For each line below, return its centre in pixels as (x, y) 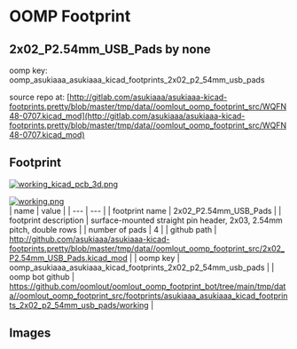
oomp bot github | (42, 276)
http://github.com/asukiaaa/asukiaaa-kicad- (90, 239)
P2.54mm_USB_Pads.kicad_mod (68, 258)
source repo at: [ (39, 97)
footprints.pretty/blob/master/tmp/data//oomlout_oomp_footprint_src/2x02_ (147, 248)
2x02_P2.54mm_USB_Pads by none (110, 49)
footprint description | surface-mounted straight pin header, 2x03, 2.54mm (146, 220)
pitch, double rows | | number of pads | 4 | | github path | (113, 229)
